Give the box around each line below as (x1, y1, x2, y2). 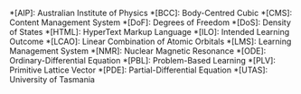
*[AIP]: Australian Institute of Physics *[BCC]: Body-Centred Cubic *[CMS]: (9, 8, 293, 18)
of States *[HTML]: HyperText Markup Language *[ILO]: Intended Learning (9, 27, 290, 37)
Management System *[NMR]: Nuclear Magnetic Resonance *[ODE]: (9, 46, 267, 56)
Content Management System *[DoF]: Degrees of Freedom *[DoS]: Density (9, 17, 292, 28)
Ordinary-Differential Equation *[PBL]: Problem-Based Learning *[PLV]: (9, 56, 276, 65)
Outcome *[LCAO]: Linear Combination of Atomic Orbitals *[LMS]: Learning (9, 36, 292, 47)
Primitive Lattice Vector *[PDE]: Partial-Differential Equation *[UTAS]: (9, 64, 268, 75)
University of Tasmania (9, 74, 95, 84)
